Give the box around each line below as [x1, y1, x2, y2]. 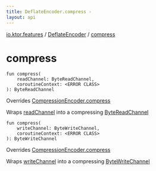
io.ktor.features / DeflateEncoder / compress [6, 30, 116, 38]
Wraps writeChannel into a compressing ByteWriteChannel [6, 158, 150, 165]
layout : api [6, 14, 36, 20]
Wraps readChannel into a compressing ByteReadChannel [6, 108, 149, 116]
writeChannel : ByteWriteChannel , [17, 126, 100, 132]
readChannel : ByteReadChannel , [17, 76, 95, 82]
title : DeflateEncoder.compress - [6, 8, 92, 15]
